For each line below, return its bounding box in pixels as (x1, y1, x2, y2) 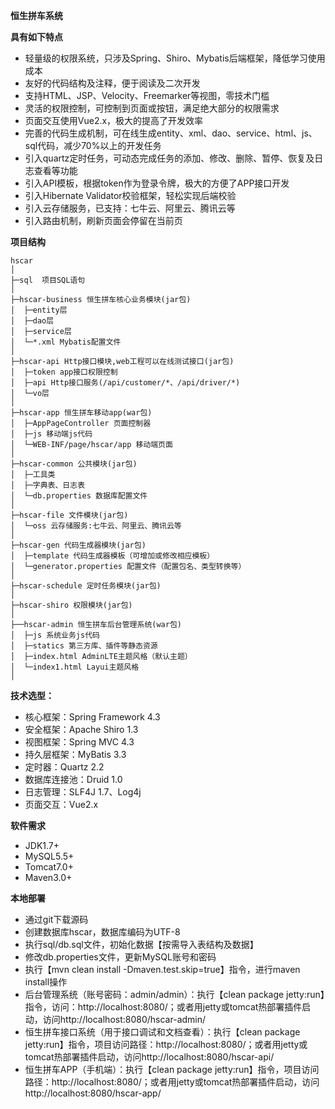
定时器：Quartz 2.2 (24, 761, 105, 773)
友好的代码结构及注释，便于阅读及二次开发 (24, 77, 201, 89)
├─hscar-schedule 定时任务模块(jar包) (10, 581, 162, 591)
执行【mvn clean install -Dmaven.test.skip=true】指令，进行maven (24, 964, 301, 975)
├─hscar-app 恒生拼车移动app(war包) (10, 408, 153, 418)
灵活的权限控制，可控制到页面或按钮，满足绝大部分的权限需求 (24, 102, 280, 114)
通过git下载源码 (24, 914, 89, 925)
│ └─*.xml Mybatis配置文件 (10, 337, 122, 347)
